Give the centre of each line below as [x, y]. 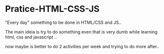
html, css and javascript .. [31, 37]
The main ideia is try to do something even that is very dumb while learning [81, 32]
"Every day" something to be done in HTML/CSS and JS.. [63, 22]
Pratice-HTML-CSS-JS [52, 9]
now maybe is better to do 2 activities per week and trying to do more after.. [82, 46]
